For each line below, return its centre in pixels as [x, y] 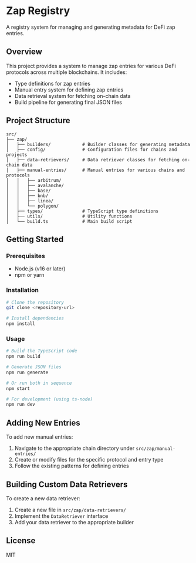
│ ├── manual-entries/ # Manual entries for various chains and [95, 170]
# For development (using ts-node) [50, 399]
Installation [23, 290]
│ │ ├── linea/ [30, 201]
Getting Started [35, 239]
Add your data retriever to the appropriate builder [74, 522]
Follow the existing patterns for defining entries [72, 466]
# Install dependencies [35, 318]
